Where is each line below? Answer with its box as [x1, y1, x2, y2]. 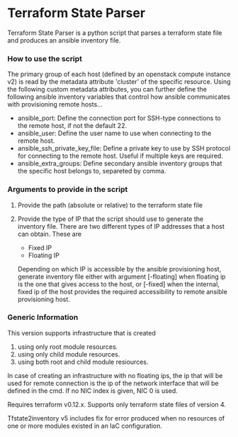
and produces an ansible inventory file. [7, 36, 121, 44]
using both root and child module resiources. [17, 357, 149, 366]
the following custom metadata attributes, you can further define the [7, 85, 208, 94]
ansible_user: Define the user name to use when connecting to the [17, 129, 212, 138]
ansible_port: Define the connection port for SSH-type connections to [17, 114, 221, 122]
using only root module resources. [17, 342, 118, 351]
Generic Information [7, 313, 79, 323]
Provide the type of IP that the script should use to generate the [17, 215, 204, 223]
